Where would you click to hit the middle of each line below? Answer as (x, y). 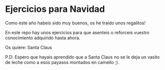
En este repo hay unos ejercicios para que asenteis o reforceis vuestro (78, 32)
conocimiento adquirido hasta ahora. (43, 38)
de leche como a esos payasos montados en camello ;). (62, 62)
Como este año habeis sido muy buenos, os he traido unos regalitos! (75, 23)
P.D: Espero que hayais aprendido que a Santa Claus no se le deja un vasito (82, 57)
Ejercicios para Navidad (55, 9)
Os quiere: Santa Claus (29, 47)
